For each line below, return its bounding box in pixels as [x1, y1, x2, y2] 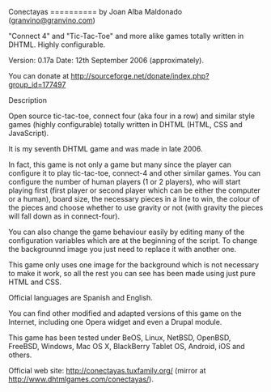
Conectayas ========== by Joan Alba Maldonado [8, 7, 183, 16]
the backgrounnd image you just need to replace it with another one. [8, 245, 237, 254]
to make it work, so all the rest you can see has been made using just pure [8, 269, 256, 278]
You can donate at [8, 71, 70, 80]
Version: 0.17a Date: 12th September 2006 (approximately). [8, 56, 205, 65]
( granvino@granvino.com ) [8, 15, 95, 25]
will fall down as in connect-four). [8, 211, 120, 221]
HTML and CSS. [8, 277, 62, 287]
